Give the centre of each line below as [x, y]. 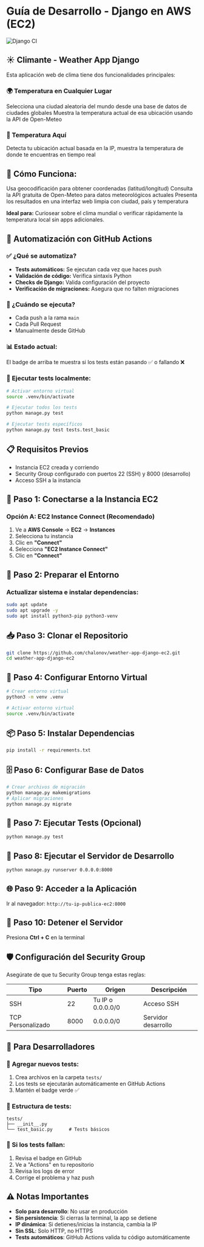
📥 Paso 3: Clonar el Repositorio [67, 636]
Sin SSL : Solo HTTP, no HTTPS [54, 1231]
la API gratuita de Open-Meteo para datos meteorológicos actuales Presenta [102, 195]
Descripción [169, 990]
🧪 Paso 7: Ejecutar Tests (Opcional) [74, 823]
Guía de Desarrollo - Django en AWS [99, 11]
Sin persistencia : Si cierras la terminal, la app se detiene [86, 1218]
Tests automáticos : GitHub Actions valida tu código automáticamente [102, 1237]
